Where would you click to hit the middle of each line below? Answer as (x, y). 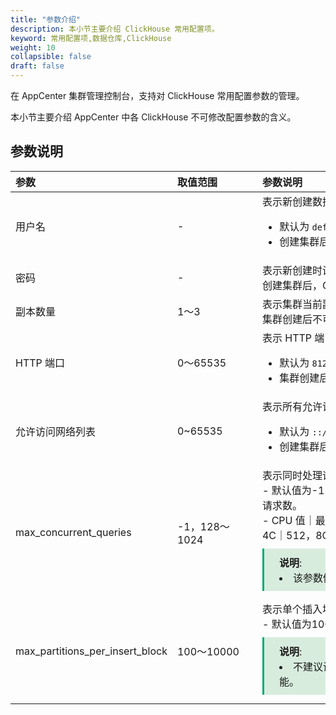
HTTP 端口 (40, 363)
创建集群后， (292, 285)
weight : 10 (33, 47)
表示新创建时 (292, 270)
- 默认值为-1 (293, 490)
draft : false (37, 66)
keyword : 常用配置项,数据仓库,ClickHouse (91, 38)
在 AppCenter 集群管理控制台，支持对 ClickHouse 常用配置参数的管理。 (157, 95)
